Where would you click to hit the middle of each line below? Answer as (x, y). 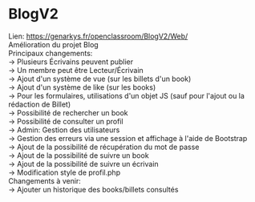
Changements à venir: (45, 180)
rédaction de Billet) (40, 104)
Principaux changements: (51, 53)
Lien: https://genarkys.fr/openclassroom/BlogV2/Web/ (98, 36)
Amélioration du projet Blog (53, 44)
